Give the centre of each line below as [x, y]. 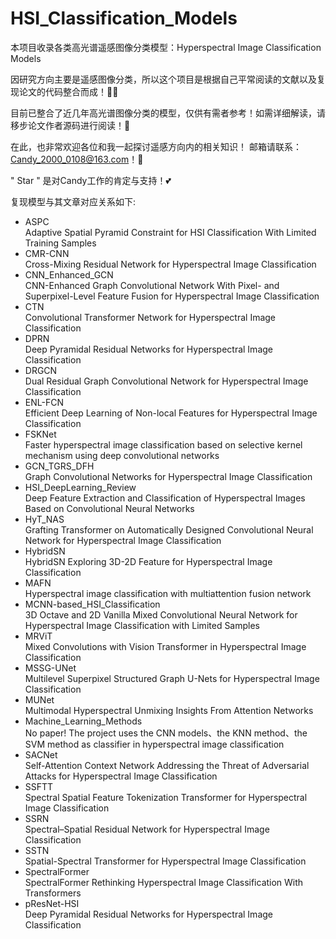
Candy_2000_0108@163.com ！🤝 [77, 159]
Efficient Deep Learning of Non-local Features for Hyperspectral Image [171, 413]
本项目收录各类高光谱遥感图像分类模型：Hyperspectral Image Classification [166, 47]
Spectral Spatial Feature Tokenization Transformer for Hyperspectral [166, 797]
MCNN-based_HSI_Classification [92, 604]
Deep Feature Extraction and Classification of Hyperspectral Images [165, 498]
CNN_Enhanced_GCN [69, 274]
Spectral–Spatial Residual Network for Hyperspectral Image [147, 829]
